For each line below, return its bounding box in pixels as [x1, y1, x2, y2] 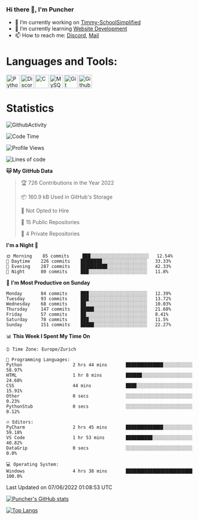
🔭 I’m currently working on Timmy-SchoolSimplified [14, 19, 141, 26]
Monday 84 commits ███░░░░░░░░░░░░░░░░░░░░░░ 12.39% [6, 291, 171, 297]
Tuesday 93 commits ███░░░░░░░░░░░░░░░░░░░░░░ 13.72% [6, 296, 171, 302]
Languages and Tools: [6, 55, 118, 68]
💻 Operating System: [6, 462, 59, 468]
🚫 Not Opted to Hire [20, 207, 70, 215]
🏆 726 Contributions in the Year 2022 [20, 179, 115, 187]
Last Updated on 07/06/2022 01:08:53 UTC [6, 484, 113, 491]
